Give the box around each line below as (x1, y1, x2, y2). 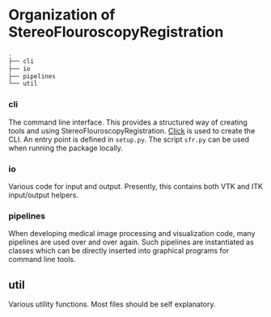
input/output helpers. (8, 190, 79, 200)
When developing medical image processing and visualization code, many (8, 229, 256, 239)
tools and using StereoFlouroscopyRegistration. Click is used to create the (8, 125, 256, 135)
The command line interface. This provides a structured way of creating (8, 117, 248, 127)
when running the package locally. (8, 143, 124, 153)
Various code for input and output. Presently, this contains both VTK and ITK (8, 181, 263, 191)
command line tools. (8, 255, 76, 264)
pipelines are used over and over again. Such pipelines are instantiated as (8, 237, 255, 247)
